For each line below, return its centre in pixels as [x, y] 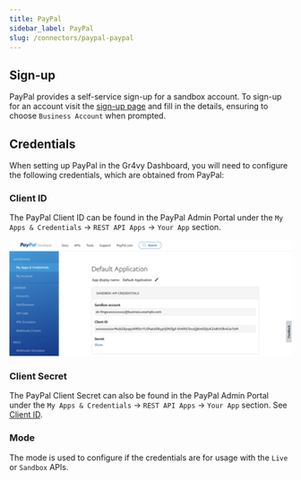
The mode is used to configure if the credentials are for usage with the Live [149, 458]
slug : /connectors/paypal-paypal [72, 38]
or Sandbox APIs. [39, 467]
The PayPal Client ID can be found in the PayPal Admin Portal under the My [146, 218]
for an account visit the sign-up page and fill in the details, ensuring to [139, 107]
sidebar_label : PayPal [52, 28]
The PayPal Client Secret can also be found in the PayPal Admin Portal [139, 396]
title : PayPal [36, 19]
